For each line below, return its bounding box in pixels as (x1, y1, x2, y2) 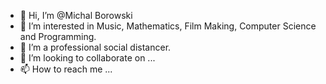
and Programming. (19, 31, 97, 42)
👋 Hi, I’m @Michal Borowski (19, 10, 133, 21)
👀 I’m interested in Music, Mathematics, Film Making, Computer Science (19, 20, 317, 32)
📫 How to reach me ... (19, 63, 113, 75)
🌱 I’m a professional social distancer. (19, 41, 172, 53)
